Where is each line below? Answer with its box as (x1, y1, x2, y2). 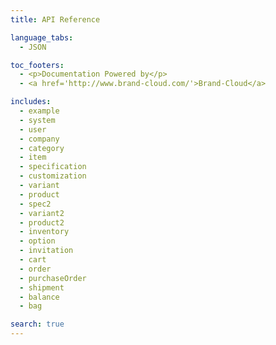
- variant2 (19, 208, 65, 218)
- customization (19, 171, 87, 181)
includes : (10, 97, 52, 107)
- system (19, 115, 56, 125)
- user (19, 124, 47, 135)
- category (19, 143, 65, 153)
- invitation (19, 246, 74, 256)
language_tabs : (10, 32, 74, 43)
